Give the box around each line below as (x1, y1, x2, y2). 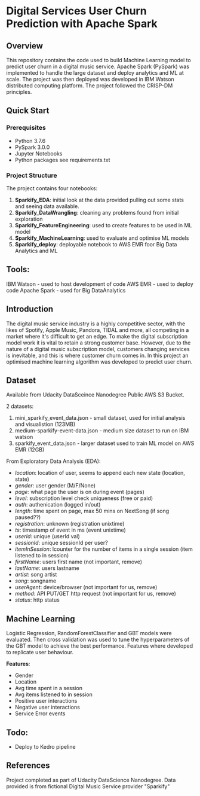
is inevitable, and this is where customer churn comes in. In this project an (6, 352, 189, 359)
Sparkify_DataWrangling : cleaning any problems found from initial (14, 209, 179, 216)
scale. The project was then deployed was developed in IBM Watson (6, 76, 174, 83)
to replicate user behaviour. (6, 649, 73, 656)
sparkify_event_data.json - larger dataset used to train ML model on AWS (14, 440, 195, 447)
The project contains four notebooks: (6, 184, 98, 192)
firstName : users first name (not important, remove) (14, 558, 142, 566)
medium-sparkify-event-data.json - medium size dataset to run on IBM (14, 427, 189, 434)
